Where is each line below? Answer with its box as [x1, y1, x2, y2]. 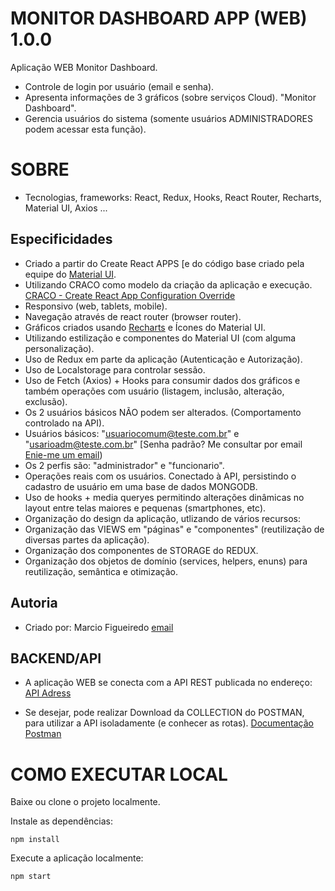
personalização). [24, 342, 95, 354]
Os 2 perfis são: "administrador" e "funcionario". [24, 459, 225, 471]
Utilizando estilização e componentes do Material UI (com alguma [24, 332, 297, 344]
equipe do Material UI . [24, 268, 117, 280]
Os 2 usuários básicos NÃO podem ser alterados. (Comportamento [24, 406, 302, 418]
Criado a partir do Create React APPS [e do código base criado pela [24, 257, 305, 269]
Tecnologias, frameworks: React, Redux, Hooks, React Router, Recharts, [24, 191, 322, 203]
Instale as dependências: [10, 815, 114, 827]
